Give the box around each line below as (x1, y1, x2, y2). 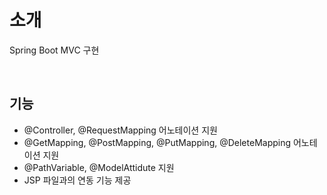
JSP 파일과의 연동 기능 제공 (23, 174, 132, 186)
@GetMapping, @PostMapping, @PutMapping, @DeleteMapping (23, 136, 292, 148)
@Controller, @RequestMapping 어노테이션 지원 (23, 124, 218, 136)
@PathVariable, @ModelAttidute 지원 (23, 161, 175, 173)
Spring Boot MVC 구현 (9, 44, 100, 56)
